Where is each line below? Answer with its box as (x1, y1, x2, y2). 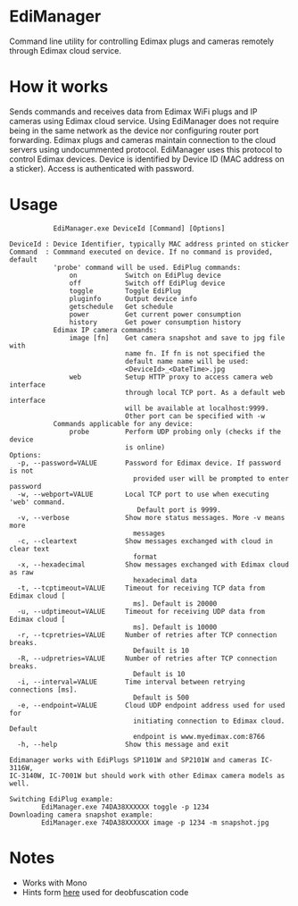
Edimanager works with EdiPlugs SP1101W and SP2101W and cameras (9, 755, 257, 765)
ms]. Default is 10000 (132, 623, 218, 632)
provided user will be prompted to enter (132, 474, 290, 483)
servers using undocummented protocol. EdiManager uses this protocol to (9, 144, 283, 155)
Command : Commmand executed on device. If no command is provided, (9, 247, 274, 256)
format (132, 552, 158, 561)
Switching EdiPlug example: (9, 794, 114, 803)
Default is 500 (132, 692, 190, 702)
